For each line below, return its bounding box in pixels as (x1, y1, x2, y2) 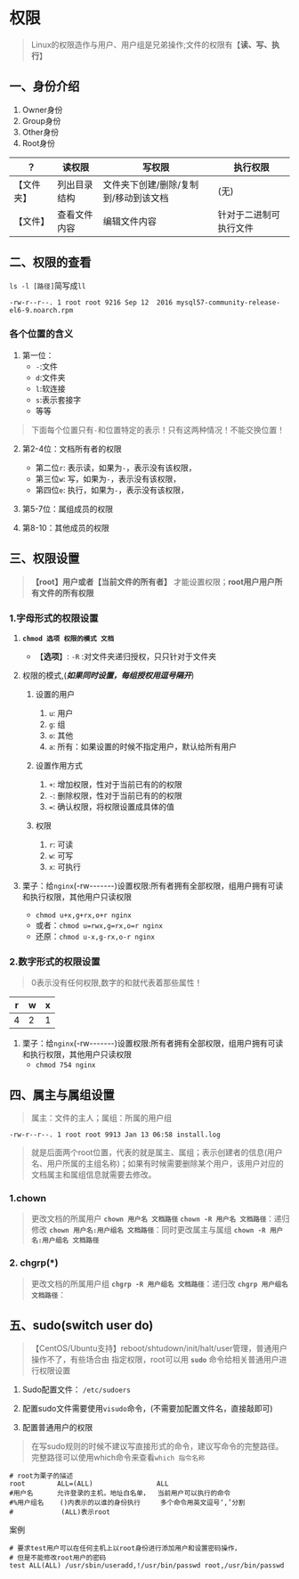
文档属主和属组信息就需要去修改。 (30, 1169, 157, 1180)
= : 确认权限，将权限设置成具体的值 (48, 801, 175, 811)
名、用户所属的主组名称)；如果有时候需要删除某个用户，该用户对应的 (30, 1159, 284, 1169)
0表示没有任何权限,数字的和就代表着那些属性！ (30, 977, 203, 989)
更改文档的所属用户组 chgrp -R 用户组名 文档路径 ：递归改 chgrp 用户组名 (30, 1278, 288, 1289)
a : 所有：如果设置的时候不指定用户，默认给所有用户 (48, 741, 238, 752)
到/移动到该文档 (102, 191, 169, 204)
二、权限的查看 (9, 255, 92, 270)
